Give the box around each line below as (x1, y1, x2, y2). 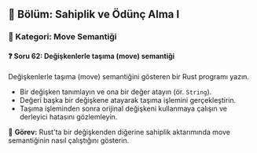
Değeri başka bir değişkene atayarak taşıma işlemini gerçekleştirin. (19, 95, 237, 104)
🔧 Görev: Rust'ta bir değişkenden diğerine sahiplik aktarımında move (8, 127, 230, 137)
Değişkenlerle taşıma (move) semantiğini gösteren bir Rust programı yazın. (8, 71, 250, 81)
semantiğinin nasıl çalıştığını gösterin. (8, 135, 130, 145)
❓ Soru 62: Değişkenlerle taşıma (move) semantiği (8, 51, 175, 60)
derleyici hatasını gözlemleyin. (19, 111, 118, 122)
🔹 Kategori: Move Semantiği (8, 31, 117, 42)
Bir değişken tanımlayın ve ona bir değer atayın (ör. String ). (19, 87, 212, 97)
